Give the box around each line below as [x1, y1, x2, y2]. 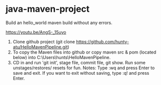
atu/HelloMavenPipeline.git [12, 44, 68, 50]
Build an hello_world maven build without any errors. [5, 20, 113, 26]
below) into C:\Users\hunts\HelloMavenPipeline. [12, 54, 111, 60]
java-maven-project [5, 3, 90, 15]
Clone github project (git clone [12, 38, 75, 45]
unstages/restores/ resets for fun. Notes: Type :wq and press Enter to [12, 65, 155, 71]
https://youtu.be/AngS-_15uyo [5, 29, 66, 35]
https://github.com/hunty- [76, 38, 129, 45]
